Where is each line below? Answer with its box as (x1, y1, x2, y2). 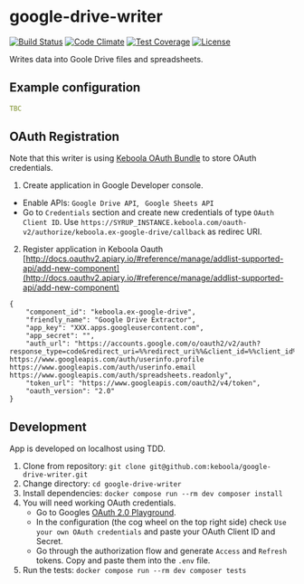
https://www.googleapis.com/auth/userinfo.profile (9, 355, 204, 364)
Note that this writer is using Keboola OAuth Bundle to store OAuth (9, 153, 257, 164)
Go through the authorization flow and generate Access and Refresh (35, 545, 288, 557)
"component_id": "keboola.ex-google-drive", (25, 307, 196, 317)
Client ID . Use (22, 217, 80, 228)
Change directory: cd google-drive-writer (22, 478, 182, 489)
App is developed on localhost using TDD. (9, 443, 166, 454)
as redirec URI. (206, 226, 262, 237)
